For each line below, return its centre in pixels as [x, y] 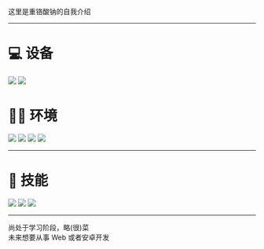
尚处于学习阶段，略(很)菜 [49, 227]
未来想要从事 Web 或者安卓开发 [59, 237]
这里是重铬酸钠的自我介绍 [49, 11]
